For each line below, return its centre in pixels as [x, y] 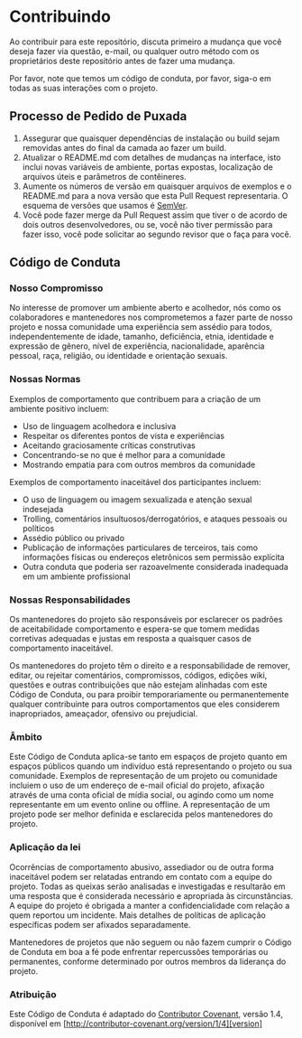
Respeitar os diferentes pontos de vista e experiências [124, 435]
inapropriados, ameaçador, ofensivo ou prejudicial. [104, 714]
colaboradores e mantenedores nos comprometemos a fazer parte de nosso [151, 317]
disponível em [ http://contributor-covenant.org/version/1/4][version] [136, 1024]
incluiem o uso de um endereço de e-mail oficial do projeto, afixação [137, 786]
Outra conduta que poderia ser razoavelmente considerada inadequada [155, 566]
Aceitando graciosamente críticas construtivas [109, 445]
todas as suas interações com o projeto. [84, 88]
